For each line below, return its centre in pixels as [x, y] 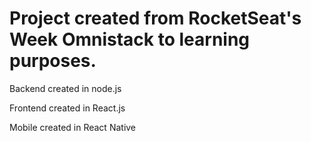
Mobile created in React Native [73, 127]
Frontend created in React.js [67, 108]
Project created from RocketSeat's [155, 18]
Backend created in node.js [65, 88]
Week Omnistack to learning [130, 39]
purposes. [53, 61]
